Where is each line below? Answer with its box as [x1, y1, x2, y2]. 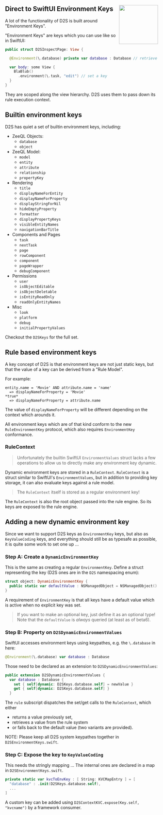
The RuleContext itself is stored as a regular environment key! [16, 489, 140, 495]
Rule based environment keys [5, 348, 97, 357]
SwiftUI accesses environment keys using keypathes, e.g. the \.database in [5, 640, 156, 645]
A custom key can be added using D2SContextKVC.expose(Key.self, [5, 799, 140, 805]
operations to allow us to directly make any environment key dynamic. [16, 460, 157, 466]
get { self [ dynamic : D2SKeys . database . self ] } [14, 686, 110, 691]
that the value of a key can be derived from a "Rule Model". [5, 366, 124, 372]
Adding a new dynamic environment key [5, 518, 130, 526]
